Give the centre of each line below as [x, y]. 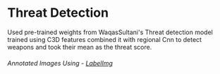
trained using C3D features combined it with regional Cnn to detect [105, 39]
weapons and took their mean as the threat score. [80, 47]
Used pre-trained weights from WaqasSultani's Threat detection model [110, 32]
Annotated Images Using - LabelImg [60, 63]
